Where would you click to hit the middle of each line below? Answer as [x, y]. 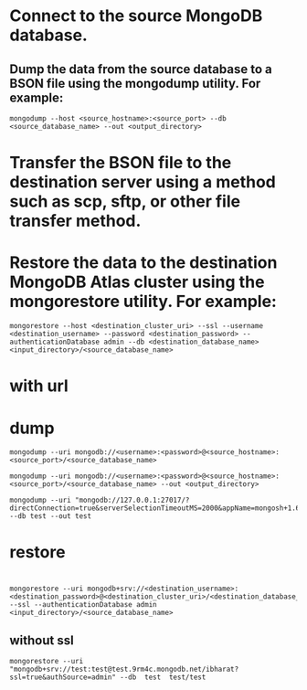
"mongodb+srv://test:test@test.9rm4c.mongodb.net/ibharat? [124, 669]
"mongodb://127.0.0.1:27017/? [132, 500]
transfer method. [75, 221]
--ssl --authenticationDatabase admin [83, 604]
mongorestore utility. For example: [143, 302]
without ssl [42, 641]
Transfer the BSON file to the [121, 163]
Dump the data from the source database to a [141, 69]
